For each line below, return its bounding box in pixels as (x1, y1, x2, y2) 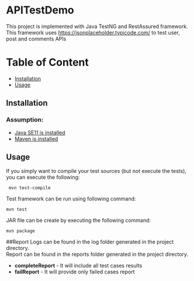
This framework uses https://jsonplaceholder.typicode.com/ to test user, (6, 29, 180, 36)
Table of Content (6, 56, 89, 69)
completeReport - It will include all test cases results (14, 262, 143, 269)
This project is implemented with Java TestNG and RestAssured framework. (6, 23, 188, 30)
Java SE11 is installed (14, 129, 65, 136)
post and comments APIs (6, 35, 67, 42)
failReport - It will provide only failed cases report (14, 268, 136, 275)
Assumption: (6, 116, 44, 124)
